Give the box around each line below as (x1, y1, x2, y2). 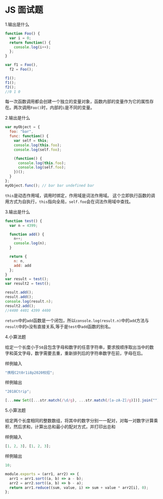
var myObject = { (5, 125, 40, 130)
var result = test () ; (5, 277, 49, 282)
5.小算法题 (5, 407, 26, 413)
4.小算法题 (5, 333, 26, 340)
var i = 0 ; (9, 35, 32, 40)
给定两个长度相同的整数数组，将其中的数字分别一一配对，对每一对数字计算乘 (5, 418, 158, 424)
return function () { (9, 40, 51, 45)
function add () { (9, 232, 45, 237)
